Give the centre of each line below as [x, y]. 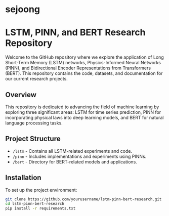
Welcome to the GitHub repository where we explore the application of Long [85, 57]
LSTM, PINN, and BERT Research [75, 33]
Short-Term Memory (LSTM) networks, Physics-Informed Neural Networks [83, 63]
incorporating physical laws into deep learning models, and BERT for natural [85, 117]
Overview [21, 95]
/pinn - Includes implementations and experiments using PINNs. [79, 156]
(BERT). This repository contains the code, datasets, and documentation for [84, 73]
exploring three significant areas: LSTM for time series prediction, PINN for [83, 112]
